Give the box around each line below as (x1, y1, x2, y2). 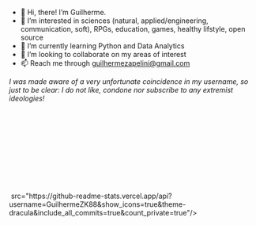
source (20, 32, 44, 42)
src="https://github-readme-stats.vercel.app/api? (10, 191, 172, 200)
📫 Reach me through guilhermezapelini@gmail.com (20, 59, 190, 67)
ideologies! (9, 93, 45, 103)
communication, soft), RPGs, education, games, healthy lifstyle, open (20, 25, 246, 33)
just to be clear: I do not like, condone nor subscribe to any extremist (9, 86, 234, 94)
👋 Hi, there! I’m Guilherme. (20, 8, 107, 17)
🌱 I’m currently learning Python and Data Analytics (20, 41, 185, 51)
